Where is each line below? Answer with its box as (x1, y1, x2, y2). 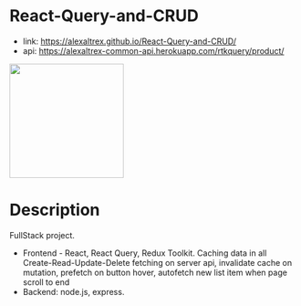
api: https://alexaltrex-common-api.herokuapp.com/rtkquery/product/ (22, 45, 285, 56)
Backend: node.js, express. (22, 286, 125, 297)
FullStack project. (9, 229, 76, 240)
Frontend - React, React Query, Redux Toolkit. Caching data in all (22, 248, 267, 259)
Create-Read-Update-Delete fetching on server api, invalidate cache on (22, 257, 293, 268)
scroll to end (22, 276, 70, 288)
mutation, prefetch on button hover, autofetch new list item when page (22, 267, 287, 278)
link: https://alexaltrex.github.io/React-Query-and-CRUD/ (22, 36, 237, 47)
